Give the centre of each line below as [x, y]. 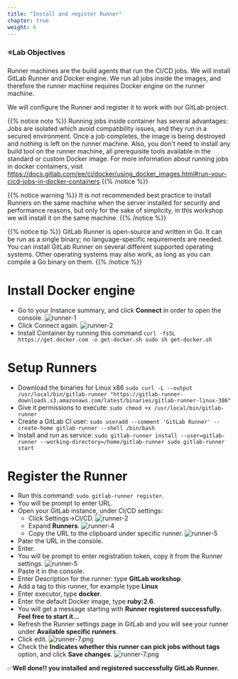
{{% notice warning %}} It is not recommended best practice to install [109, 195]
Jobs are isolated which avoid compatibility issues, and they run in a [107, 128]
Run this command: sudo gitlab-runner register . [91, 496]
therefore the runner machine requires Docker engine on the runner [106, 85]
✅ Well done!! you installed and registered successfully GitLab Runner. [113, 668]
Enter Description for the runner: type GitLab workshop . [100, 579]
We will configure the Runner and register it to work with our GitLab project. [118, 107]
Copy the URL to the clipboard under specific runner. [106, 533]
